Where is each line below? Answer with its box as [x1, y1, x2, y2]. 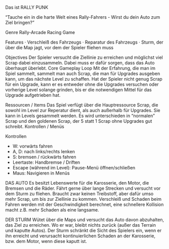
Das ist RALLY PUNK [5, 5, 49, 10]
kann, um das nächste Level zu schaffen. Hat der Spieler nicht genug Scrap [5, 76, 163, 82]
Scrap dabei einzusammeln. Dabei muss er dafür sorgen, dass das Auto [5, 60, 155, 65]
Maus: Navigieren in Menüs [12, 170, 70, 176]
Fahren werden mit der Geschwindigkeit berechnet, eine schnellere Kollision [5, 201, 164, 207]
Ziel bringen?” [5, 20, 34, 25]
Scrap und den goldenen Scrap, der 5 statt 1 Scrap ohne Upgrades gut [5, 118, 152, 124]
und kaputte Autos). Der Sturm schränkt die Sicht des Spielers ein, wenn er [5, 228, 162, 233]
